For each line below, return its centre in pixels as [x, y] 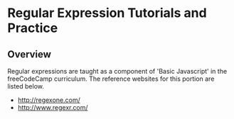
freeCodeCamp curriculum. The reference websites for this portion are [111, 79]
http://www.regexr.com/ [53, 107]
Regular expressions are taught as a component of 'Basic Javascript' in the [117, 71]
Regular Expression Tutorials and [107, 13]
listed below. [26, 86]
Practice [33, 28]
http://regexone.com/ [49, 100]
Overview [30, 54]
